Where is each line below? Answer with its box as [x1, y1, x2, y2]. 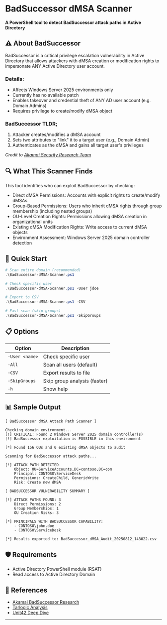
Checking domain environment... [5, 427, 72, 432]
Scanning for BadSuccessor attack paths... [5, 454, 97, 459]
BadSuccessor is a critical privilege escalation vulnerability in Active [5, 52, 145, 58]
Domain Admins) [12, 103, 47, 109]
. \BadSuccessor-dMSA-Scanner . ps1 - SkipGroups [5, 313, 101, 318]
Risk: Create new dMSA [14, 480, 61, 485]
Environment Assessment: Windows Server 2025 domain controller [12, 235, 150, 241]
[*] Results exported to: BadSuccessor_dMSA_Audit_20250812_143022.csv [5, 536, 157, 541]
